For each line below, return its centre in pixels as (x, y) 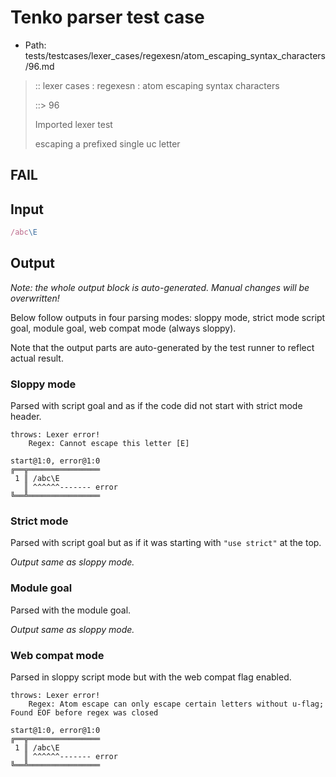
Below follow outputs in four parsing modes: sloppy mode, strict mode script (168, 317)
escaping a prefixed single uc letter (107, 143)
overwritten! (35, 298)
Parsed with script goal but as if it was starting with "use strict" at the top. (166, 543)
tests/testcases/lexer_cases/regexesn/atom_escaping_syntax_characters (175, 55)
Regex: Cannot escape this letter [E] (109, 444)
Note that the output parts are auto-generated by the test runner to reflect (162, 347)
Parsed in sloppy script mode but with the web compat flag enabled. (151, 677)
